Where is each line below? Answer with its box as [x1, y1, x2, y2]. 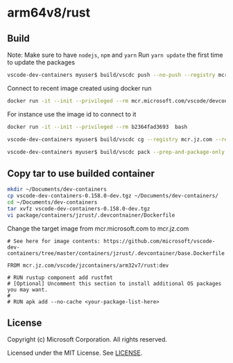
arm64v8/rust [7, 5, 91, 21]
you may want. [7, 286, 49, 293]
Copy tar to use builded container [7, 168, 155, 179]
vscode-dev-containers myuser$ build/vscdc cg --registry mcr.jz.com [7, 136, 213, 143]
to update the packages [7, 58, 75, 67]
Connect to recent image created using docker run [7, 84, 152, 92]
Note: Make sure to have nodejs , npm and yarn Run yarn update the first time [7, 51, 223, 59]
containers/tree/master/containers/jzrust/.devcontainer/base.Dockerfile [7, 249, 225, 257]
